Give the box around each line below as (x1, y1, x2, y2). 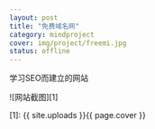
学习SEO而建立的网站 (9, 73, 89, 84)
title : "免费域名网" (9, 22, 79, 31)
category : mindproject (9, 30, 95, 39)
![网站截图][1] (9, 92, 59, 103)
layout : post (9, 13, 59, 23)
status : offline (9, 47, 70, 56)
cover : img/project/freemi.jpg (9, 38, 127, 48)
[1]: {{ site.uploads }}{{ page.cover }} (9, 110, 146, 121)
